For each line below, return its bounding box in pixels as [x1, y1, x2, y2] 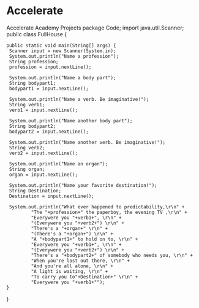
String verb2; [9, 144, 45, 151]
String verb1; [9, 101, 45, 108]
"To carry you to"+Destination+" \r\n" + [31, 274, 138, 280]
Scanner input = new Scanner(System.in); [9, 47, 116, 54]
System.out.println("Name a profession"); [9, 53, 119, 59]
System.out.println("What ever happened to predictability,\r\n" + [9, 203, 185, 210]
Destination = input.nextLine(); [9, 193, 95, 199]
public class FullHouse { [6, 30, 67, 38]
